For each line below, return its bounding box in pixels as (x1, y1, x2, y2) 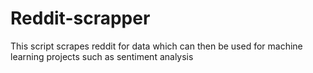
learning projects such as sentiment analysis (10, 50, 194, 62)
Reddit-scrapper (10, 7, 151, 30)
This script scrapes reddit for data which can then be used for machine (10, 40, 303, 52)
